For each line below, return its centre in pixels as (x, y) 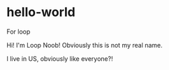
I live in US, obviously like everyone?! (60, 58)
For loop (19, 31)
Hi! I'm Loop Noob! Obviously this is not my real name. (85, 45)
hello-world (41, 12)
